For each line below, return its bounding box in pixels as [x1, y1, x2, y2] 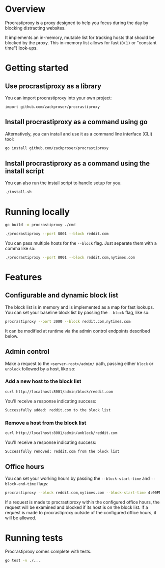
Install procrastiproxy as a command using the [5, 159, 150, 168]
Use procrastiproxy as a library [5, 82, 102, 90]
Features [5, 272, 42, 283]
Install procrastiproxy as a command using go [5, 118, 148, 126]
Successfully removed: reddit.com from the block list [5, 449, 120, 454]
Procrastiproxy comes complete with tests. [5, 548, 92, 555]
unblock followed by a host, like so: [5, 366, 76, 371]
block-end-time [5, 482, 36, 487]
